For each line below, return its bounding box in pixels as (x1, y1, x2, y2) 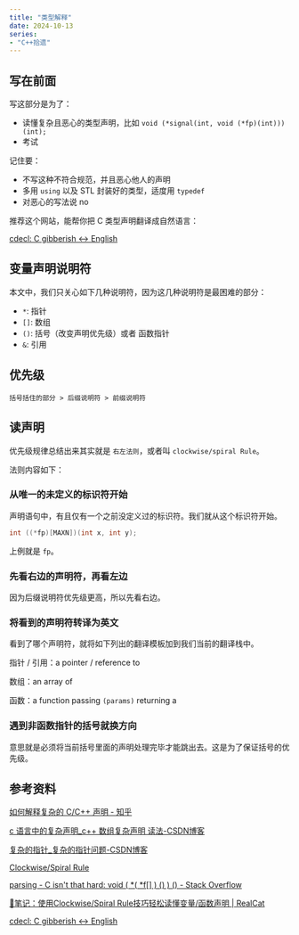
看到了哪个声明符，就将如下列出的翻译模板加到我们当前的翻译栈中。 (9, 638, 259, 649)
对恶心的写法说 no (21, 197, 89, 208)
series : (9, 29, 38, 38)
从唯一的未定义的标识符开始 (9, 488, 128, 501)
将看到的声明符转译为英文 (9, 616, 119, 628)
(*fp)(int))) (237, 119, 286, 128)
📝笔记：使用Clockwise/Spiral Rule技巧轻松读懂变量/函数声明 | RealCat (9, 898, 265, 909)
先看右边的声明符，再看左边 (9, 570, 128, 582)
